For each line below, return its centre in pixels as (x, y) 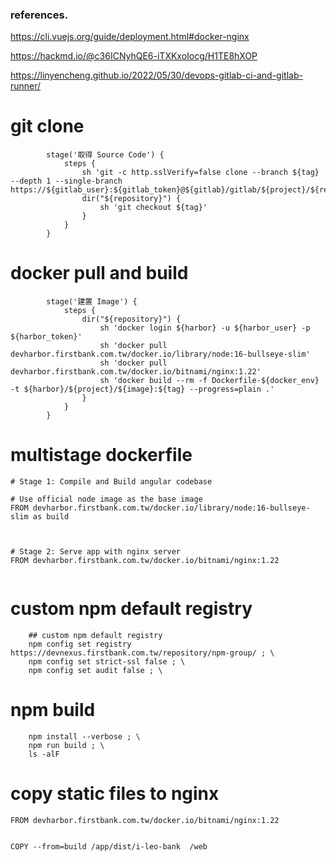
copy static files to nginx (115, 794)
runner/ (26, 86)
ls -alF (44, 754)
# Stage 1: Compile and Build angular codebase (111, 482)
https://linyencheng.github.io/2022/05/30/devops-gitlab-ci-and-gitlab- (156, 75)
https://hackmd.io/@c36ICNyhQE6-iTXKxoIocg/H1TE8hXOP (134, 56)
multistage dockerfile (101, 455)
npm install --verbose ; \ (84, 736)
